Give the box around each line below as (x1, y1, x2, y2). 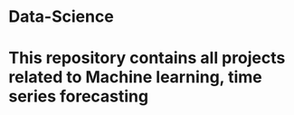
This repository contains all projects (8, 48, 286, 69)
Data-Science (8, 6, 114, 27)
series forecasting (8, 86, 149, 107)
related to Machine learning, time (8, 67, 263, 88)
